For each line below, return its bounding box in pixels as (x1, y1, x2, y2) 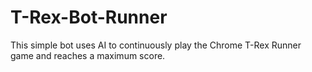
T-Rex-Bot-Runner (10, 6, 168, 29)
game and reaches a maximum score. (10, 49, 166, 61)
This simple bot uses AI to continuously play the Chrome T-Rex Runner (10, 39, 302, 51)
